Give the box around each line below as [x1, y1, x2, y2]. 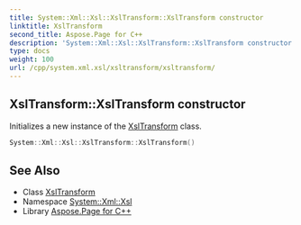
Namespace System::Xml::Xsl [22, 196, 132, 207]
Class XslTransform [22, 186, 96, 198]
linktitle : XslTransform [9, 22, 103, 31]
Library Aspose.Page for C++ [22, 206, 132, 217]
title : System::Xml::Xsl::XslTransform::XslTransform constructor [9, 13, 264, 22]
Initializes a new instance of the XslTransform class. [9, 121, 203, 131]
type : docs [9, 47, 50, 56]
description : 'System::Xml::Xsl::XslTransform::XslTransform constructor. [9, 38, 296, 48]
